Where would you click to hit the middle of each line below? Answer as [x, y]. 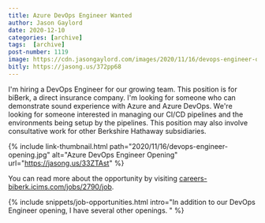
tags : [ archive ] [37, 45]
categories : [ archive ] [45, 37]
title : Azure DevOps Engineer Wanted [70, 15]
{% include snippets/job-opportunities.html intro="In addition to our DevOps [132, 202]
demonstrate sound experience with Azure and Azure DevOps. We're [120, 106]
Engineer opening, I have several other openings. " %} [96, 210]
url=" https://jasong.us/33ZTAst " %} [66, 163]
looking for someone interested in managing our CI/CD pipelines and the [126, 114]
